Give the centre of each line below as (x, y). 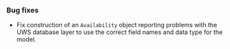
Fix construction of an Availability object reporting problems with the (117, 25)
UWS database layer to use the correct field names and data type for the (119, 32)
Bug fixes (23, 10)
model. (26, 39)
